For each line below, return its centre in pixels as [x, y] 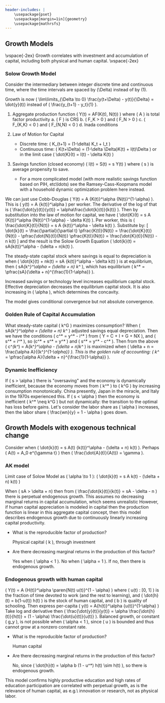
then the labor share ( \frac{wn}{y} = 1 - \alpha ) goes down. [66, 412]
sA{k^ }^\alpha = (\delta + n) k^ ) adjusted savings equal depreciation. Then [82, 331]
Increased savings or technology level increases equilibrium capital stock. [80, 282]
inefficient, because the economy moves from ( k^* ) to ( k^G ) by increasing [83, 386]
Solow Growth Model [31, 73]
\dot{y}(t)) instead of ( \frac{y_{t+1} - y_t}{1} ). [51, 105]
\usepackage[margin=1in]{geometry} [51, 19]
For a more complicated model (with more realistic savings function [88, 179]
